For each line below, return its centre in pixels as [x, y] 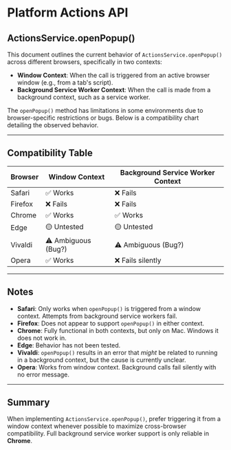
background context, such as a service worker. [84, 97]
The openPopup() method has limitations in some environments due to [105, 110]
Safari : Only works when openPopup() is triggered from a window [109, 308]
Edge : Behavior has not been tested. [69, 345]
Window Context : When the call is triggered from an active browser [113, 75]
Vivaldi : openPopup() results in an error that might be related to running [117, 352]
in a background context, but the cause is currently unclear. [102, 360]
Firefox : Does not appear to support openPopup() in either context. [111, 323]
